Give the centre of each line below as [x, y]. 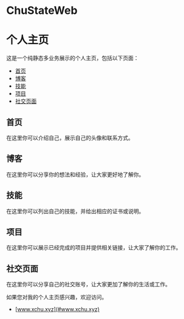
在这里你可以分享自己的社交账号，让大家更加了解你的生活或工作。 [88, 284]
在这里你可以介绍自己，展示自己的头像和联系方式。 [70, 137]
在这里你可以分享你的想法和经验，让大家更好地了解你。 [75, 174]
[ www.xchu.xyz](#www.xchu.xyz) [57, 309]
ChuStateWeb [42, 11]
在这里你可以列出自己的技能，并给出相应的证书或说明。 [75, 211]
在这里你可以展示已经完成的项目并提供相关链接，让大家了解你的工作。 [94, 248]
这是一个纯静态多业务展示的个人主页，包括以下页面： [73, 58]
